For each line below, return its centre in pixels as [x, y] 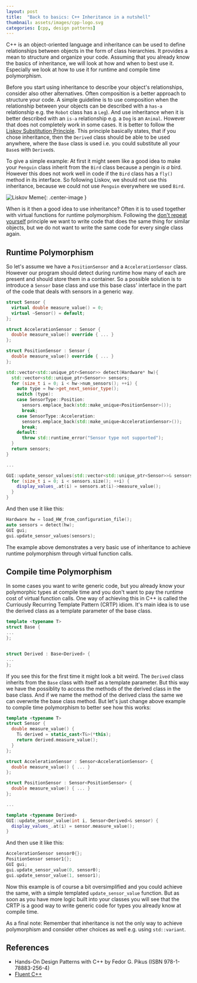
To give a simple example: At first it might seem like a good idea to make [93, 161]
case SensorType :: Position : [51, 400]
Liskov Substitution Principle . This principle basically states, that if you [91, 131]
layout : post [22, 11]
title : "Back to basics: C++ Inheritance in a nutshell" [78, 17]
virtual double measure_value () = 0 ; [57, 307]
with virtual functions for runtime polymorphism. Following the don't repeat [97, 215]
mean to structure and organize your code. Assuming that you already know [98, 57]
